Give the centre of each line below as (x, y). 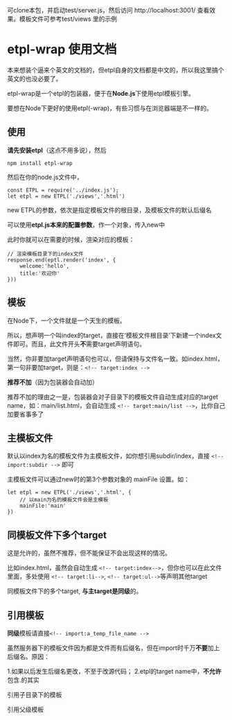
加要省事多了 (25, 414)
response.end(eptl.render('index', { (62, 260)
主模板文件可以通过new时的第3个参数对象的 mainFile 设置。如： (99, 479)
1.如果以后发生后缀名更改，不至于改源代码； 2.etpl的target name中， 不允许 (114, 671)
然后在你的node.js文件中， (45, 177)
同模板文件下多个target (57, 535)
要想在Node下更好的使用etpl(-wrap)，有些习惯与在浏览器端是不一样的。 (110, 108)
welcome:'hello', (45, 266)
